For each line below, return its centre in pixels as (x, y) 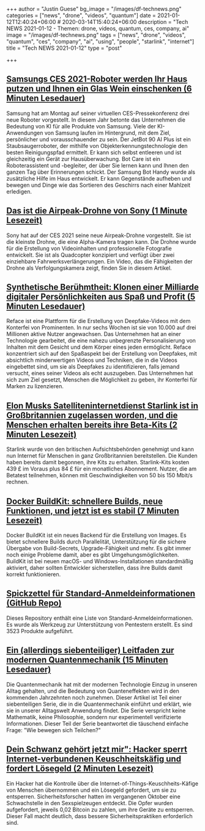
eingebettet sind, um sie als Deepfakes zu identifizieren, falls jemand (93, 367)
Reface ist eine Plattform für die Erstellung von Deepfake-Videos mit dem (99, 321)
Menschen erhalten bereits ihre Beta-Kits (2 (92, 425)
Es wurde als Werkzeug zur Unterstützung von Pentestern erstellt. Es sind (99, 624)
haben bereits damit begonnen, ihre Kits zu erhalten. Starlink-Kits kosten (98, 462)
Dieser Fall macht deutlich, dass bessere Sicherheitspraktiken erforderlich (99, 816)
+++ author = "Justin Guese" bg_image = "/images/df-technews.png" (94, 9)
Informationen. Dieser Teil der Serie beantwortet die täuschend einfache (97, 724)
